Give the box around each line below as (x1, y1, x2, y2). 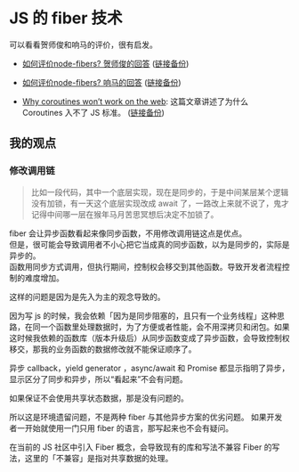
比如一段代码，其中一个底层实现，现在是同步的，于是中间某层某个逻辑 (30, 186, 289, 197)
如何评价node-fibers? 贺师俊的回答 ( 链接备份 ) (21, 58, 190, 69)
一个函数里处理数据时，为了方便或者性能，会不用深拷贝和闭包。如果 (39, 321, 290, 332)
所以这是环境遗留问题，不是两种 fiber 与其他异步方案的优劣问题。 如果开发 (9, 411, 283, 422)
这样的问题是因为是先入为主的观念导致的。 (9, 291, 166, 302)
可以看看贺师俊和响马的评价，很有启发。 (9, 39, 158, 50)
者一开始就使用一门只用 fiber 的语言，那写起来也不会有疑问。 (9, 422, 234, 433)
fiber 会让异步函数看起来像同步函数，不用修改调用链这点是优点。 (9, 228, 247, 239)
